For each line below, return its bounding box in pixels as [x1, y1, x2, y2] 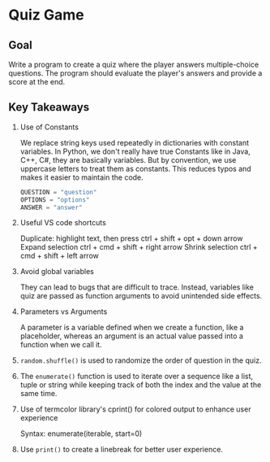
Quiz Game [8, 6, 84, 24]
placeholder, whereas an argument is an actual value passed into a [19, 331, 243, 341]
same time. [19, 389, 58, 399]
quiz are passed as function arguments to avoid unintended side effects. [19, 291, 263, 301]
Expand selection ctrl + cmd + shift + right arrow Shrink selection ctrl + [19, 242, 258, 252]
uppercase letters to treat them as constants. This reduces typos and [19, 163, 251, 173]
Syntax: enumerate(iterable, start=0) [19, 429, 143, 438]
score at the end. [8, 77, 66, 86]
